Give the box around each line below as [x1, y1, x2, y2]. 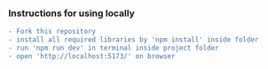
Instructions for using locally [8, 7, 135, 19]
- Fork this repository [8, 27, 97, 36]
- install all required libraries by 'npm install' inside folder [8, 35, 259, 44]
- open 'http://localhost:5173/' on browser [8, 51, 176, 60]
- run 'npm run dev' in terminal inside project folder [8, 43, 219, 53]
